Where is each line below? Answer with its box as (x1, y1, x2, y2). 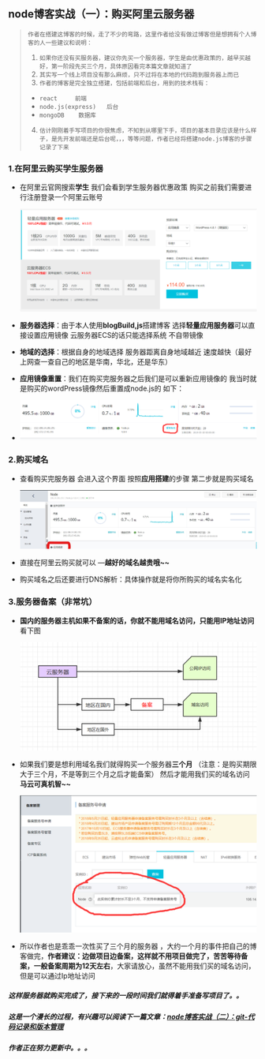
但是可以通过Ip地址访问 (19, 971, 96, 981)
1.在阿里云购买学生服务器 (8, 163, 104, 174)
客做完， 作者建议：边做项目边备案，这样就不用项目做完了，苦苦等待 (19, 952, 241, 961)
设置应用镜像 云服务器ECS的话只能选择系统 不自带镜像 (26, 331, 203, 340)
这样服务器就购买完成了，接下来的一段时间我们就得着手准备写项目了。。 (8, 990, 243, 1000)
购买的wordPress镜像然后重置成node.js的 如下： (26, 384, 185, 393)
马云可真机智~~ (19, 780, 71, 789)
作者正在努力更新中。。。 (8, 1043, 91, 1053)
